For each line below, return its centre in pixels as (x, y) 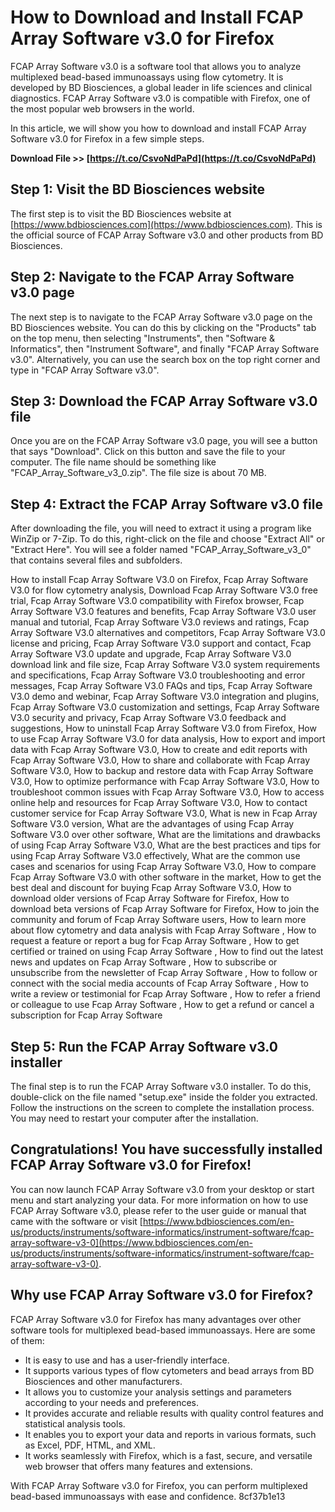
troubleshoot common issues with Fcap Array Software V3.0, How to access (167, 792)
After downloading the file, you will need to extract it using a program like (161, 528)
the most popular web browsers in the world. (102, 108)
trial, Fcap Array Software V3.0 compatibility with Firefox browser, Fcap (157, 601)
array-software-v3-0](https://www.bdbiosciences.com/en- (132, 1242)
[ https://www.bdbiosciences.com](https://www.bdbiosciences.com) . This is (166, 224)
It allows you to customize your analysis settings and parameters (158, 1392)
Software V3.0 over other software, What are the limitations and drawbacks (165, 835)
